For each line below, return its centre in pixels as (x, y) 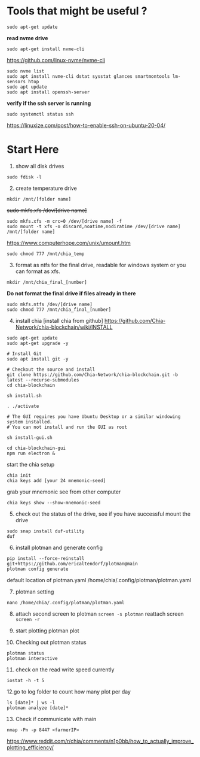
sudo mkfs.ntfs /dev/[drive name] (50, 304)
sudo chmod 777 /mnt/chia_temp (46, 254)
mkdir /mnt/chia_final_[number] (47, 282)
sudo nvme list (26, 71)
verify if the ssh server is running (49, 103)
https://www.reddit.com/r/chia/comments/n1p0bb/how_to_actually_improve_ (100, 741)
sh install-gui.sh (30, 437)
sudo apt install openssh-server (48, 92)
